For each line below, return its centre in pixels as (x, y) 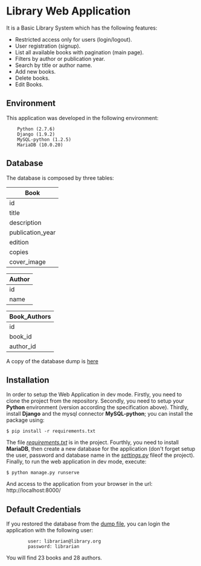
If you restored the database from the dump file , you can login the (88, 524)
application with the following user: (50, 530)
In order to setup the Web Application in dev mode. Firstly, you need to (94, 395)
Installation (28, 380)
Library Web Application (69, 11)
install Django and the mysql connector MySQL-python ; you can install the (100, 414)
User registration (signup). (48, 46)
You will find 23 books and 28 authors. (54, 558)
